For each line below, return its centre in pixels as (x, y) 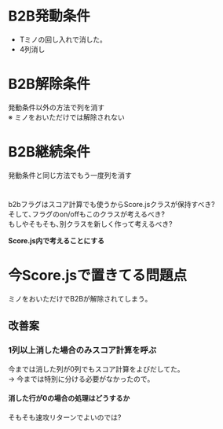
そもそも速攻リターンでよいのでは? (65, 417)
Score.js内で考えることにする (56, 240)
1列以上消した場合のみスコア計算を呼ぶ (82, 350)
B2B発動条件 (49, 16)
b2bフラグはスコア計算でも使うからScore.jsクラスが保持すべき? (111, 204)
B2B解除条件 (49, 84)
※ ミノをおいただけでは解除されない (66, 117)
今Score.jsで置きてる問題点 (98, 276)
